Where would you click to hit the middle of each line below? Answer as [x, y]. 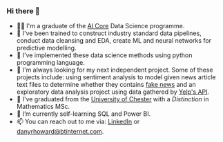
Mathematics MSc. [43, 107]
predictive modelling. [46, 48]
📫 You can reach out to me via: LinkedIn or [78, 122]
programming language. [51, 63]
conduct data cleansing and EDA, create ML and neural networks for [114, 41]
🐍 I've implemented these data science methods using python [104, 55]
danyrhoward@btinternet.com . [60, 132]
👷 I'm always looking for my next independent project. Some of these [115, 70]
